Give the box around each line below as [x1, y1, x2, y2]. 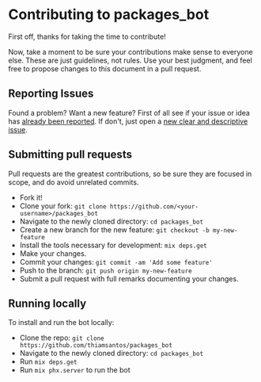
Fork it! [19, 193, 43, 202]
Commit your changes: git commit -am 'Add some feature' [19, 257, 214, 266]
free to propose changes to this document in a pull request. [8, 63, 202, 73]
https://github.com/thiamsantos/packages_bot [19, 342, 172, 350]
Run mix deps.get [19, 357, 78, 366]
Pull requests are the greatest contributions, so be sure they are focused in [8, 169, 252, 178]
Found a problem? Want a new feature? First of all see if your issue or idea [8, 108, 251, 117]
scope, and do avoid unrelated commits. [8, 177, 139, 187]
